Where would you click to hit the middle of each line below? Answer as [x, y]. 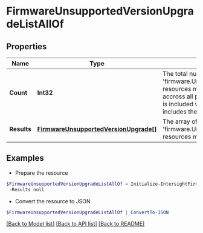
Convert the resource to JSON [53, 201]
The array [176, 121]
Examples [25, 158]
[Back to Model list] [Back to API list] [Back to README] [76, 224]
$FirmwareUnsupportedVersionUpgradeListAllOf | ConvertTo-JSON [88, 212]
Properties [27, 46]
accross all [178, 96]
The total [175, 74]
